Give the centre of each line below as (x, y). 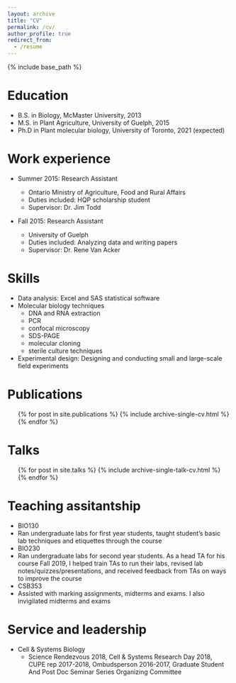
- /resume (28, 47)
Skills (24, 279)
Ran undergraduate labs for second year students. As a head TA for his (121, 555)
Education (38, 96)
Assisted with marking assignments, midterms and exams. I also (111, 593)
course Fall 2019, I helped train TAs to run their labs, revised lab (110, 563)
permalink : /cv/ (31, 27)
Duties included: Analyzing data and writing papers (103, 242)
